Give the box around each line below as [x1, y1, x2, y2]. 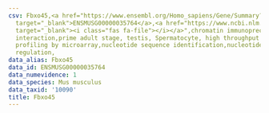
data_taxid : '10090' [8, 85, 78, 94]
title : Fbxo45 [8, 93, 56, 101]
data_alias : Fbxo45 [8, 56, 74, 64]
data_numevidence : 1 [8, 71, 78, 79]
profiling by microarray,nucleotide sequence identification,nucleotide [15, 41, 263, 49]
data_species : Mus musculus [8, 78, 102, 86]
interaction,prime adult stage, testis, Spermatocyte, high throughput [15, 33, 260, 42]
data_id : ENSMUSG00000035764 [8, 64, 106, 72]
